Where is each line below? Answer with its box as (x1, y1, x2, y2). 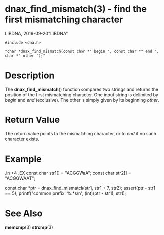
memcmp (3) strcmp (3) (5, 224, 53, 230)
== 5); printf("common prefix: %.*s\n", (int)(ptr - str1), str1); (5, 190, 126, 196)
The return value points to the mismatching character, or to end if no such (5, 130, 157, 136)
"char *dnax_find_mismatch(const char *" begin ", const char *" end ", (5, 49, 159, 54)
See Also (5, 208, 43, 219)
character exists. (5, 136, 40, 142)
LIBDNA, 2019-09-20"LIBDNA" (5, 30, 68, 36)
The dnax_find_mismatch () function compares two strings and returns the (5, 86, 158, 92)
